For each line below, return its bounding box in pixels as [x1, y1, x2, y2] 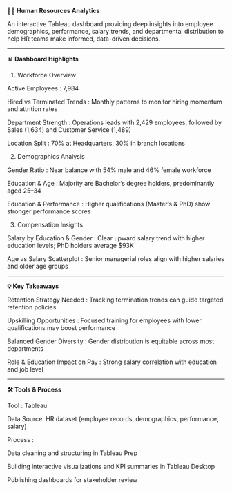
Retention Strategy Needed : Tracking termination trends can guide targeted [7, 296, 224, 304]
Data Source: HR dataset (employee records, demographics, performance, [7, 415, 219, 423]
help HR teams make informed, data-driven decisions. [7, 35, 161, 43]
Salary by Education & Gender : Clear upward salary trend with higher [7, 234, 205, 242]
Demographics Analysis [17, 153, 85, 160]
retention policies [7, 303, 57, 311]
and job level [7, 365, 43, 373]
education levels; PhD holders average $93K [7, 242, 135, 249]
